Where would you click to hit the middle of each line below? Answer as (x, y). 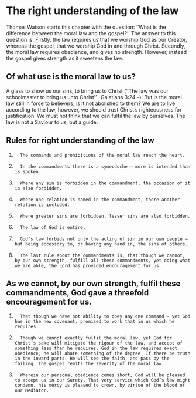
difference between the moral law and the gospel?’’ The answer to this (91, 33)
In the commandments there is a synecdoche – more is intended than (105, 166)
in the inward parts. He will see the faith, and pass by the (92, 359)
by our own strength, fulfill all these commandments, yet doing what (102, 260)
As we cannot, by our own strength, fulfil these (93, 283)
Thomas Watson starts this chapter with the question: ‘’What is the (86, 27)
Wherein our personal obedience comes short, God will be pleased (103, 375)
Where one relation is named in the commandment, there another (100, 200)
